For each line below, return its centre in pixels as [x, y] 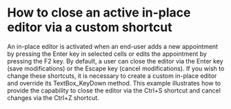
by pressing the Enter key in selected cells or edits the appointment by [107, 54]
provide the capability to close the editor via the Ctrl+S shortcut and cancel [114, 90]
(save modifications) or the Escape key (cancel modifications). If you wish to [116, 68]
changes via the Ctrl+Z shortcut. [53, 97]
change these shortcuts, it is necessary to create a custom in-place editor [112, 76]
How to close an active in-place [99, 13]
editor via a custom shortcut [90, 27]
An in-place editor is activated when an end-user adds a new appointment [113, 46]
